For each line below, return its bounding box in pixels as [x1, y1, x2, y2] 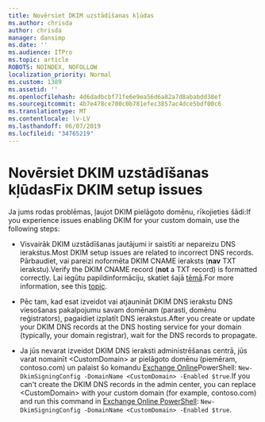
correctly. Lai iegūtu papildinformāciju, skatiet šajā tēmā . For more [19, 273, 234, 282]
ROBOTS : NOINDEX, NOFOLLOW [8, 63, 98, 71]
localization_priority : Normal [8, 71, 112, 79]
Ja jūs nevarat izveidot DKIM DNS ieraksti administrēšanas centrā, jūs [19, 346, 248, 355]
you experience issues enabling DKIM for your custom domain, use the [8, 215, 240, 224]
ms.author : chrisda [8, 19, 73, 27]
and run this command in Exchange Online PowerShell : [19, 396, 199, 405]
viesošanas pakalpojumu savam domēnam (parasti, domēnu [19, 305, 217, 314]
